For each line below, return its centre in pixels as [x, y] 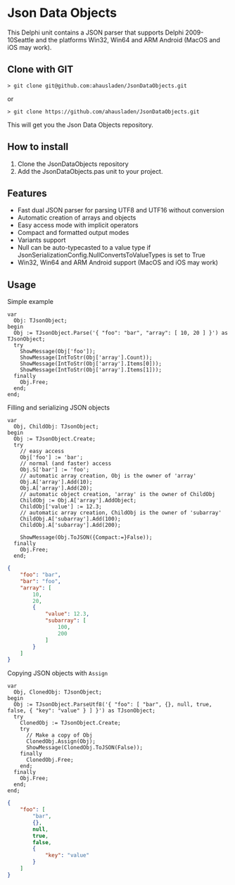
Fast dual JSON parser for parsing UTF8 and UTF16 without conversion [121, 210]
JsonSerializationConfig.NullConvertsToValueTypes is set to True [111, 255]
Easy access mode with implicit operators [78, 225]
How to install [38, 147]
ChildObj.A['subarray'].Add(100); [70, 519]
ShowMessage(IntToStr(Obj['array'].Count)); [86, 358]
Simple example [31, 302]
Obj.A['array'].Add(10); [56, 482]
